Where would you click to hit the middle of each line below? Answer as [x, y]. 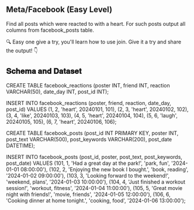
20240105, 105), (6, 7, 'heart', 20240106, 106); [61, 121]
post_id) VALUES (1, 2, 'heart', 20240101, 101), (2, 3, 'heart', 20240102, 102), [97, 109]
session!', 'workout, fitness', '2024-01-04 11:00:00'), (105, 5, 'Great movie [94, 188]
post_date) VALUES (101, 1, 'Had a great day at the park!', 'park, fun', [88, 163]
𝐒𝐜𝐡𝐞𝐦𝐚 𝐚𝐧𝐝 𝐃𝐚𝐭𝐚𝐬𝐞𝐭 [44, 71]
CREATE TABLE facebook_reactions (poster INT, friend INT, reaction [88, 85]
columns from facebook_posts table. [50, 30]
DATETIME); [20, 145]
